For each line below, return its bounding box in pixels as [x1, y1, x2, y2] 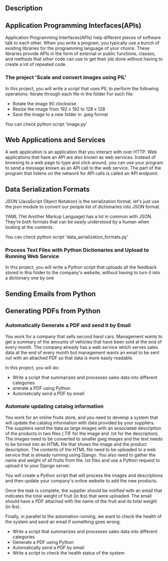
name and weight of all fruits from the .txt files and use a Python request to [5, 457, 160, 463]
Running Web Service [5, 253, 59, 260]
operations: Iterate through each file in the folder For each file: [5, 91, 134, 97]
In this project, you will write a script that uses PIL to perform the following [5, 85, 159, 91]
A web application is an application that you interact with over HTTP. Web [5, 149, 157, 155]
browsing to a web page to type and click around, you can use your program [5, 160, 163, 166]
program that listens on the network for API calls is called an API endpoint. [5, 170, 159, 176]
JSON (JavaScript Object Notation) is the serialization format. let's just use [5, 199, 159, 205]
